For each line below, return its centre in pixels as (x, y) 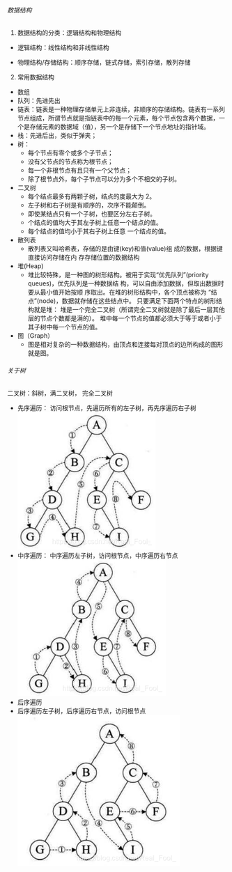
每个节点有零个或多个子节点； (70, 153)
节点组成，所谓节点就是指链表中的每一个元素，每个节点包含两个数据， (118, 118)
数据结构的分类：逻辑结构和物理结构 (69, 33)
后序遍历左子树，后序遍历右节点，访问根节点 (82, 711)
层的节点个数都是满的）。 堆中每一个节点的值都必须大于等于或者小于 (125, 318)
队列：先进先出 (39, 101)
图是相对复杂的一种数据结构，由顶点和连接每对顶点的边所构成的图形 (125, 345)
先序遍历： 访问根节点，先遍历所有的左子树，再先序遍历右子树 (107, 408)
